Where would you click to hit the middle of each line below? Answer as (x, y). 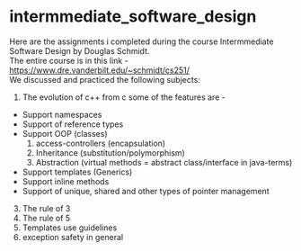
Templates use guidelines (70, 228)
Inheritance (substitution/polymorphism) (111, 152)
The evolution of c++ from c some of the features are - (124, 97)
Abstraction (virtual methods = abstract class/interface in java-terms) (164, 162)
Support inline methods (66, 181)
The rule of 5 (46, 218)
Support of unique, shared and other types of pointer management (146, 191)
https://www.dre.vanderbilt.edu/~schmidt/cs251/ (100, 70)
